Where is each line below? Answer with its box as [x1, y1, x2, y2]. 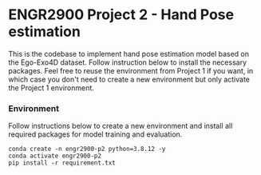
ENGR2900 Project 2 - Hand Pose [8, 6, 234, 24]
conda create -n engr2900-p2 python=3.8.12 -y [8, 145, 166, 153]
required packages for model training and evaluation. [8, 129, 183, 139]
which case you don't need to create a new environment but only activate [8, 74, 250, 84]
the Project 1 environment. [8, 82, 94, 93]
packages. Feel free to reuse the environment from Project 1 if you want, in [8, 66, 254, 75]
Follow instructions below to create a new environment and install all [8, 121, 233, 131]
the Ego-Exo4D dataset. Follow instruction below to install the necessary [8, 58, 247, 67]
